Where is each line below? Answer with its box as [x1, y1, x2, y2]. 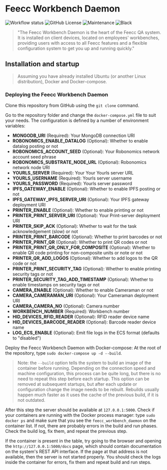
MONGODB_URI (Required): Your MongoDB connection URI [12, 132, 135, 138]
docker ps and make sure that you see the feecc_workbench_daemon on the [5, 417, 156, 424]
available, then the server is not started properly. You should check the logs [5, 454, 161, 460]
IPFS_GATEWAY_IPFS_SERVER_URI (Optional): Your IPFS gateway [12, 197, 149, 203]
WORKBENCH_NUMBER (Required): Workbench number [12, 308, 130, 315]
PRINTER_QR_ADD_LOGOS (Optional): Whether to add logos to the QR [12, 255, 158, 261]
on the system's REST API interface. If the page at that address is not [5, 448, 147, 454]
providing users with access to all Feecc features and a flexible [17, 40, 147, 46]
